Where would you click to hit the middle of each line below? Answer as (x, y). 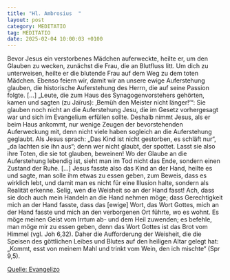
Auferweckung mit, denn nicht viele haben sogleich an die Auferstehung (109, 132)
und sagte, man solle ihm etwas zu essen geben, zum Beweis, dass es (107, 175)
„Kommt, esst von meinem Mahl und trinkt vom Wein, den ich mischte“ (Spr (114, 249)
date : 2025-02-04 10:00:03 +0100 (55, 39)
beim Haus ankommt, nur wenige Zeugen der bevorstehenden (95, 125)
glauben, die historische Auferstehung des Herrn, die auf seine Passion (108, 88)
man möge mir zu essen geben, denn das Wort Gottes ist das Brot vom (107, 227)
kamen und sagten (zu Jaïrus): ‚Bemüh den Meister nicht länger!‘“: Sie (106, 103)
